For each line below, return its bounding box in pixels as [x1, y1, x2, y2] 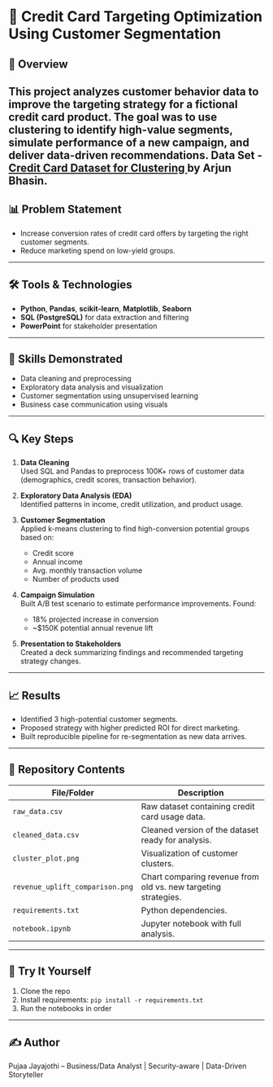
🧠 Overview [8, 57, 68, 71]
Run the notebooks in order [19, 1003, 112, 1013]
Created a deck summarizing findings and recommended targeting [19, 648, 244, 658]
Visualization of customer [141, 847, 239, 859]
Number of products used [32, 574, 119, 584]
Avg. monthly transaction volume [32, 566, 143, 575]
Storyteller [8, 1070, 44, 1080]
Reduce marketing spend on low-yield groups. [19, 245, 176, 255]
